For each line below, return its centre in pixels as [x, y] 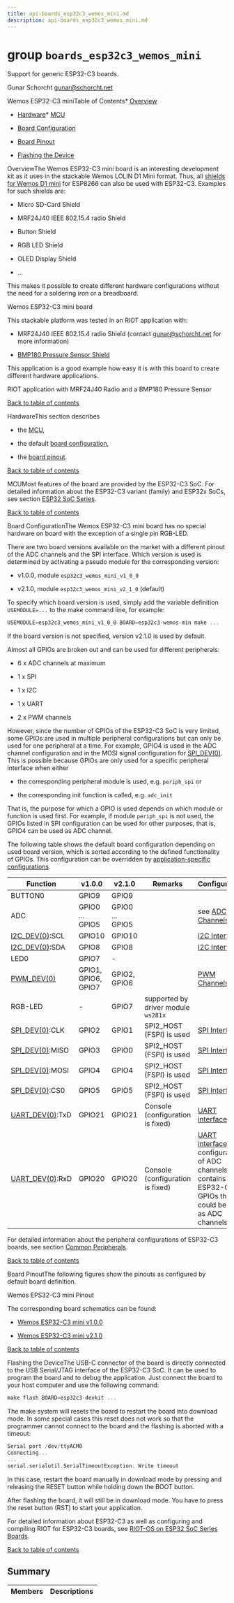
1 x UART [30, 704]
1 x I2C [27, 690]
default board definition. [42, 1282]
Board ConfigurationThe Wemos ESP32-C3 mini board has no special [107, 526]
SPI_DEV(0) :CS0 [38, 1091]
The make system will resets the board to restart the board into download [112, 1412]
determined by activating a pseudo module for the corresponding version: [113, 562]
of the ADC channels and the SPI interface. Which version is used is [104, 554]
